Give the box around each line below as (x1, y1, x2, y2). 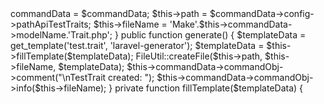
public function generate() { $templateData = (120, 29, 307, 41)
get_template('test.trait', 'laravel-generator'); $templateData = (10, 40, 265, 51)
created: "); (108, 72, 155, 83)
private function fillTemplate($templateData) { (114, 82, 304, 94)
